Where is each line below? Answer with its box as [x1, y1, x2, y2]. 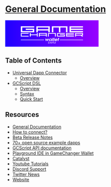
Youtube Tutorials [12, 161, 49, 167]
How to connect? [12, 129, 48, 135]
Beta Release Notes [12, 134, 53, 140]
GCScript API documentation [12, 145, 72, 151]
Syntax [19, 91, 34, 96]
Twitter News [12, 171, 40, 177]
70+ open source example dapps [12, 139, 81, 145]
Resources [5, 110, 39, 119]
